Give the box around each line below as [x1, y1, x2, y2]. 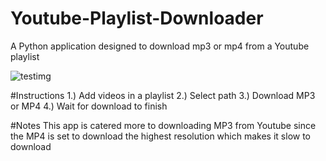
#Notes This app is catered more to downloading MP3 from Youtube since [10, 119, 317, 131]
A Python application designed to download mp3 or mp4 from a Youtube [10, 40, 310, 52]
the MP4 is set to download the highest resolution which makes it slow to [10, 130, 311, 142]
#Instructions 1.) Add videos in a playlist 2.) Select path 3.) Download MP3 [10, 89, 316, 101]
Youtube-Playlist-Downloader [10, 7, 264, 30]
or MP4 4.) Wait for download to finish [10, 100, 168, 112]
